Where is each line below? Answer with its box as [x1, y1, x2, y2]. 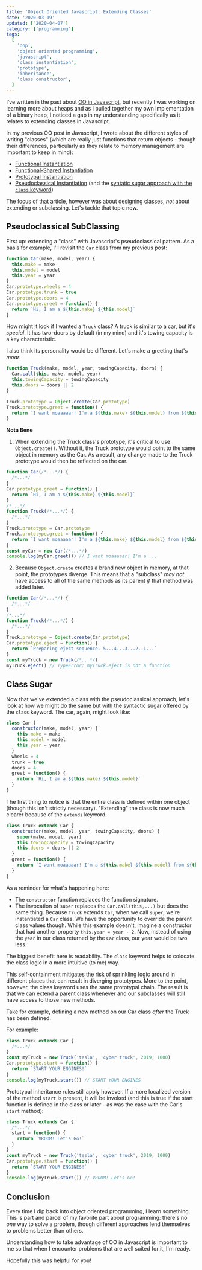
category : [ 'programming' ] [6, 25, 74, 32]
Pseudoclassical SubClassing [6, 222, 120, 232]
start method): [6, 1107, 44, 1114]
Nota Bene [6, 426, 33, 434]
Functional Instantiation [14, 161, 73, 167]
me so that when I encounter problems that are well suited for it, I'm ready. [6, 1245, 191, 1252]
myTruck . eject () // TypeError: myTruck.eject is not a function [6, 662, 171, 669]
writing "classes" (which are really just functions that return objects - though [6, 136, 196, 143]
